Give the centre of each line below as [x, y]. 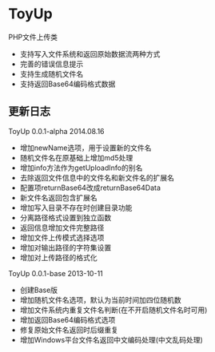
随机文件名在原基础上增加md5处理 [76, 157]
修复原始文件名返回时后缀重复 [69, 330]
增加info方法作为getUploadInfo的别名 [81, 168]
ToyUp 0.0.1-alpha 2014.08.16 [57, 131]
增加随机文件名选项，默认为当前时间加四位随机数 [100, 299]
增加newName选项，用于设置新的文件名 [86, 148]
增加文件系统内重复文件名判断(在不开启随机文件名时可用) [113, 310]
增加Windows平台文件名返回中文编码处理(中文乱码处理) [111, 339]
